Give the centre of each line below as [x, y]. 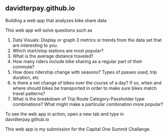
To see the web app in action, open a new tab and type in [65, 114]
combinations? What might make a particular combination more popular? [88, 104]
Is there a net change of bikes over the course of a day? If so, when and [87, 83]
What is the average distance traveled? [53, 56]
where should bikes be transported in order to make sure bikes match [85, 88]
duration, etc [26, 77]
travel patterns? [29, 93]
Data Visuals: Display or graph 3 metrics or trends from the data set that [87, 40]
